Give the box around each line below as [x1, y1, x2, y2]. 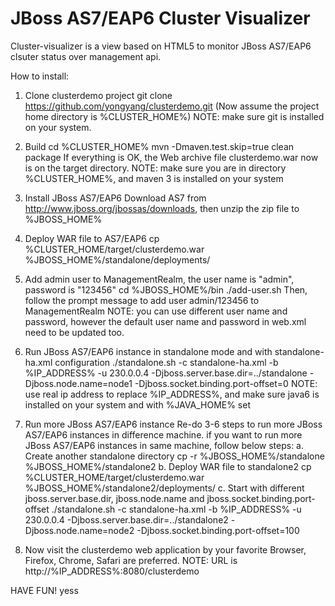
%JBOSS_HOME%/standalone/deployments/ [24, 253, 211, 266]
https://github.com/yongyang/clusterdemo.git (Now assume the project [24, 100, 320, 112]
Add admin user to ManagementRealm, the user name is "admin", [24, 273, 295, 285]
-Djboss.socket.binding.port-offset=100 [136, 524, 300, 536]
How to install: [10, 70, 70, 82]
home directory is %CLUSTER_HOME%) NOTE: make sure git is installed [24, 110, 325, 122]
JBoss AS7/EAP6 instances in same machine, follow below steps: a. [24, 439, 305, 451]
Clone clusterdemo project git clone [24, 89, 173, 101]
